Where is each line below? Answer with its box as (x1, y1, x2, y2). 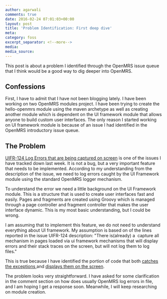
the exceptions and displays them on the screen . (5, 264, 105, 270)
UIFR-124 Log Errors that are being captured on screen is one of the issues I (5, 155, 162, 161)
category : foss (5, 35, 37, 40)
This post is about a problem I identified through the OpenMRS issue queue (5, 63, 160, 69)
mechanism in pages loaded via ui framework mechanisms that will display (5, 238, 158, 244)
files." (5, 249, 17, 255)
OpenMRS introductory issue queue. (5, 128, 80, 134)
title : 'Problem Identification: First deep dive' (5, 26, 112, 31)
